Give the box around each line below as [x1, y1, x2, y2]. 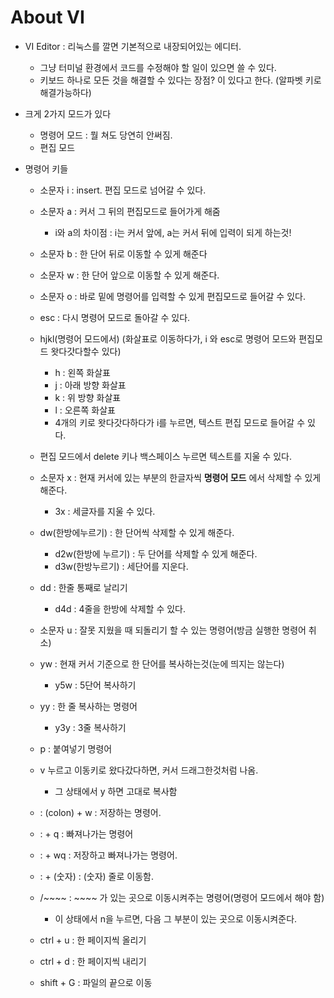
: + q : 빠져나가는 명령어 [39, 827, 134, 840]
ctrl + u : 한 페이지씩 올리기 [39, 934, 147, 946]
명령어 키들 [24, 162, 69, 175]
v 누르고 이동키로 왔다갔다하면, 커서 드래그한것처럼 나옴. [39, 764, 259, 776]
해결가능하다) [39, 86, 92, 98]
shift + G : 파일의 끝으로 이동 [39, 976, 153, 988]
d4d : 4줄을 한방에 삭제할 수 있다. [54, 602, 186, 615]
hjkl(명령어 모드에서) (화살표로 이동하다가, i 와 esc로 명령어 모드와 [39, 332, 297, 345]
